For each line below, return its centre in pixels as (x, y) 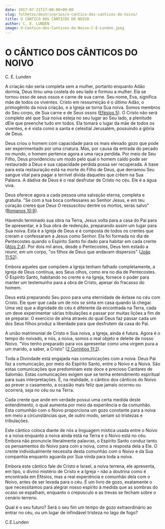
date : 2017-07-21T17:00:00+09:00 (39, 10)
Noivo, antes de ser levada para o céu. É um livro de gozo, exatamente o (79, 482)
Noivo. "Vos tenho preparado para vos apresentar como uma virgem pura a (82, 344)
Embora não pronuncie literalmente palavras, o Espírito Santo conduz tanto (81, 441)
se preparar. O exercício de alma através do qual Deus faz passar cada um (81, 318)
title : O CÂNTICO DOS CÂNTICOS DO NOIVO (47, 19)
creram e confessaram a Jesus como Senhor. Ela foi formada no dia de (77, 236)
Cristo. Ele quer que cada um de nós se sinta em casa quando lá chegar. (79, 303)
